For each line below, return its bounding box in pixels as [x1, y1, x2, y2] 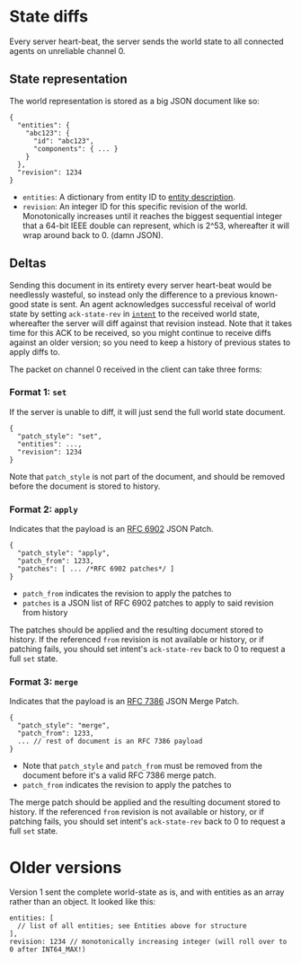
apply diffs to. [9, 346, 60, 357]
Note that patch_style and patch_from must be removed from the [22, 761, 263, 772]
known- [250, 289, 279, 300]
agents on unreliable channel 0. [9, 45, 126, 56]
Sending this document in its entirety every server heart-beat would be [9, 279, 272, 290]
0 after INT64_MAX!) [9, 945, 87, 954]
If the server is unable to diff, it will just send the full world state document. [9, 406, 286, 417]
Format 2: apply [9, 503, 78, 516]
